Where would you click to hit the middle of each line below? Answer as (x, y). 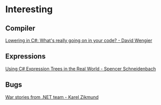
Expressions (26, 56)
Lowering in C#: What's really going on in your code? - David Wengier (79, 40)
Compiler (20, 28)
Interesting (29, 9)
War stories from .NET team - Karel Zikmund (52, 97)
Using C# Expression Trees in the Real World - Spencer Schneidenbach (80, 69)
